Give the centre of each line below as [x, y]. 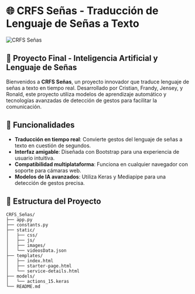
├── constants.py [27, 225]
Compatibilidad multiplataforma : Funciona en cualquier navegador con [101, 164]
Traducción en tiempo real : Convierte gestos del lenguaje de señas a [98, 139]
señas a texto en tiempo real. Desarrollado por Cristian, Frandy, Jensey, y [95, 88]
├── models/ [20, 276]
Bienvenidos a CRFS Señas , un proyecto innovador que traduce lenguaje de [97, 82]
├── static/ [20, 230]
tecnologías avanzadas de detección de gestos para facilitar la [81, 100]
